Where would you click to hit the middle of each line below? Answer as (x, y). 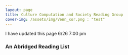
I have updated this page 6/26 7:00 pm (46, 34)
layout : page (19, 10)
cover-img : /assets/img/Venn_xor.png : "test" (55, 19)
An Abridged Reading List (37, 47)
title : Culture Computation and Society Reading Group (64, 15)
